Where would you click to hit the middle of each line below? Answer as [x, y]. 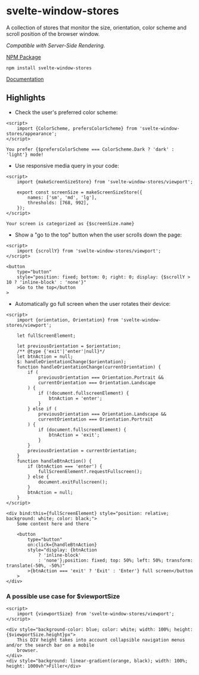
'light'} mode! [25, 154]
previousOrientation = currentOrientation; [82, 450]
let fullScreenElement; [46, 336]
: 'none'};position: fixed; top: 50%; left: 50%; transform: [116, 560]
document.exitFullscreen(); [73, 482]
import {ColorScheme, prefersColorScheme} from [77, 128]
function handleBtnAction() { [55, 461]
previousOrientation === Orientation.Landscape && [102, 414]
